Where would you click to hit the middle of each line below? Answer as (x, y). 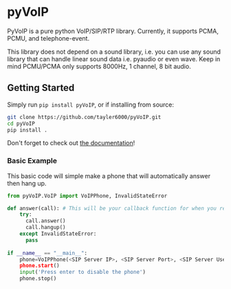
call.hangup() (46, 228)
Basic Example (32, 161)
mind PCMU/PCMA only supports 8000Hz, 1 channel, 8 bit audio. (99, 66)
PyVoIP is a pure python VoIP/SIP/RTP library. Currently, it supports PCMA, (113, 31)
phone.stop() (38, 279)
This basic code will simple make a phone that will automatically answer (109, 175)
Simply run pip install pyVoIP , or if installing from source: (90, 105)
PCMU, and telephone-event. (48, 38)
